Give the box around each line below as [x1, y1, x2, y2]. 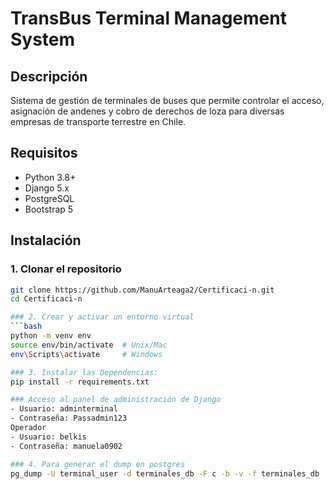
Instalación [10, 232, 82, 249]
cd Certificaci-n [10, 294, 83, 304]
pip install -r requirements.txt [10, 377, 150, 387]
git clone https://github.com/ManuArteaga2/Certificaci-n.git [10, 285, 275, 295]
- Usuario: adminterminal [10, 404, 118, 414]
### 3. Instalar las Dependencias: [10, 367, 159, 377]
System [10, 28, 76, 51]
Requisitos [10, 145, 78, 162]
